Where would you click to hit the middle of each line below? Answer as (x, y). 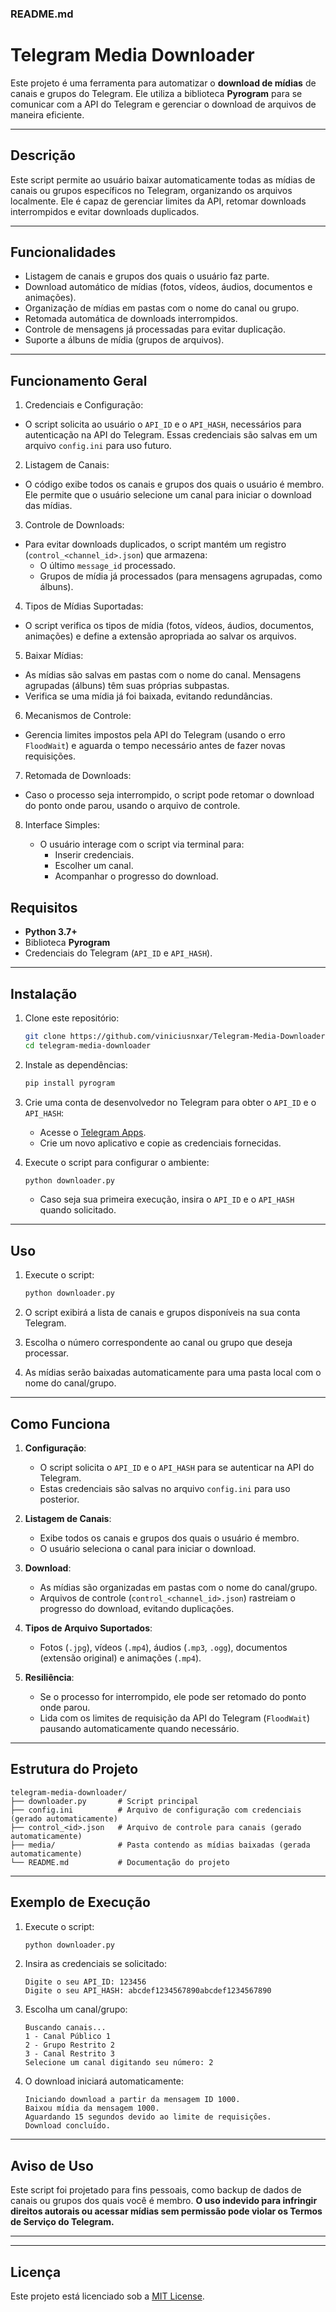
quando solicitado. (78, 1210)
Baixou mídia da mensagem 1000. (92, 2108)
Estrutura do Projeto (74, 1769)
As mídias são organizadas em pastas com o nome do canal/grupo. (178, 1587)
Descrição (43, 155)
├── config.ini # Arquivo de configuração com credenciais (156, 1810)
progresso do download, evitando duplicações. (137, 1608)
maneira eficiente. (47, 114)
